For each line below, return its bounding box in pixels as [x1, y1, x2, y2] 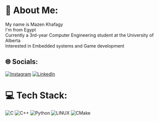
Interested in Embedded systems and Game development [5, 43, 125, 49]
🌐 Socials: [5, 58, 38, 66]
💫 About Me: [5, 5, 59, 16]
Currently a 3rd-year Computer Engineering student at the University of [5, 32, 154, 38]
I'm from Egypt [5, 26, 36, 32]
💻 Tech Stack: [5, 90, 68, 101]
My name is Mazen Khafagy [5, 21, 63, 27]
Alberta [5, 37, 21, 44]
